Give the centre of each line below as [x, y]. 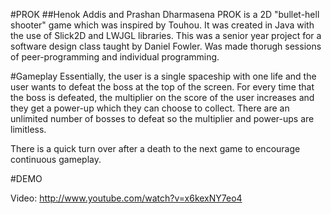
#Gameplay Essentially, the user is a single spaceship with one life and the [163, 76]
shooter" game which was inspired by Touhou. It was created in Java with [162, 25]
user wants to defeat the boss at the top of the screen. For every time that [162, 87]
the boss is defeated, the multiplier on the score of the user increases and [162, 97]
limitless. [28, 129]
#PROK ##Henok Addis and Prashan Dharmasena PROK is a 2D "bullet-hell [165, 14]
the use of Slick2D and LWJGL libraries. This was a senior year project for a [166, 35]
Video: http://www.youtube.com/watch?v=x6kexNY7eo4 [126, 198]
